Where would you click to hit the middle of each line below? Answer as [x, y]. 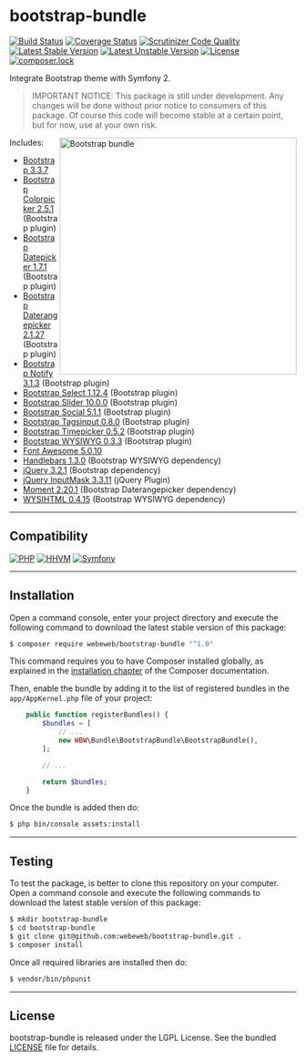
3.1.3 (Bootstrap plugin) [66, 383]
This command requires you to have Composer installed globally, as [137, 661]
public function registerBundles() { [97, 715]
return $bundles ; [75, 782]
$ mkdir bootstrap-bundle [58, 920]
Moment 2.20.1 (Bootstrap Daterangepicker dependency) [129, 489]
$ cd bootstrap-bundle [52, 928]
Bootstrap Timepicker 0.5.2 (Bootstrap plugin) [108, 431]
